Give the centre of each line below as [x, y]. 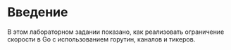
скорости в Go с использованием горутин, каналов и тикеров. [101, 39]
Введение [38, 12]
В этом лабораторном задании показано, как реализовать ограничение [116, 32]
